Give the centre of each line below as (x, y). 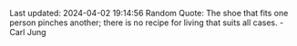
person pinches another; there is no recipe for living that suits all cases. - (147, 23)
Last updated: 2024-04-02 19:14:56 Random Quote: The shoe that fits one (149, 13)
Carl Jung (28, 32)
